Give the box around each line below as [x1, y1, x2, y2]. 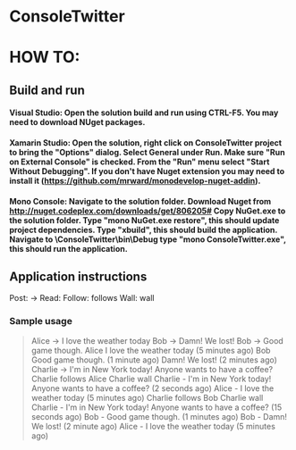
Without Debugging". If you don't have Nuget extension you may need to [9, 165, 285, 176]
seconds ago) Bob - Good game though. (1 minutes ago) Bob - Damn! [30, 411, 288, 421]
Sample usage [9, 315, 73, 328]
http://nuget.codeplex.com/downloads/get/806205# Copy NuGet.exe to [9, 205, 286, 216]
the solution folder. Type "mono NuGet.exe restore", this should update [9, 214, 280, 225]
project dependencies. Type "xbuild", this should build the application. [9, 224, 278, 235]
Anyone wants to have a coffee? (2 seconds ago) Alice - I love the [30, 382, 275, 394]
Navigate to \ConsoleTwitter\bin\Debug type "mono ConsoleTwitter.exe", [9, 234, 286, 245]
